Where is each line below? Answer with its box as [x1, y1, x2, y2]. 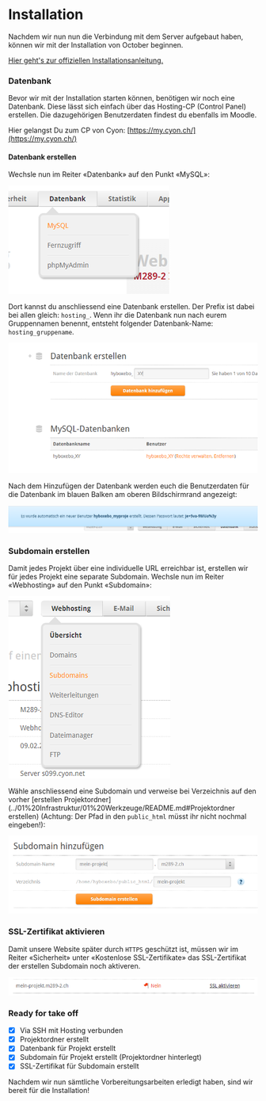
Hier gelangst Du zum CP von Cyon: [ [8, 125, 131, 136]
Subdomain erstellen [8, 545, 90, 556]
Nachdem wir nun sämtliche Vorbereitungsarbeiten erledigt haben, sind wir [8, 1077, 253, 1087]
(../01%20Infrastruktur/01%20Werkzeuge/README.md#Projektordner [8, 803, 235, 813]
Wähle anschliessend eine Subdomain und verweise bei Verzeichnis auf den [8, 786, 257, 796]
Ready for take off [8, 1007, 79, 1019]
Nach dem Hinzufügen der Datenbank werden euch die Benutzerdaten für [8, 481, 249, 491]
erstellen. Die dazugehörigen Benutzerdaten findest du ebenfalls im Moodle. [8, 110, 257, 120]
